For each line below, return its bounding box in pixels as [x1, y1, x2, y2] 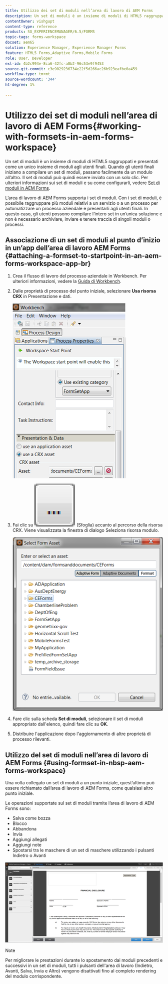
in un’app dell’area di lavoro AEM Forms [5, 244, 131, 252]
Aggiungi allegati [12, 836, 47, 842]
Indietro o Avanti [12, 853, 46, 859]
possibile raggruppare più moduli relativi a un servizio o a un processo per [5, 200, 158, 206]
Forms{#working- [65, 120, 141, 131]
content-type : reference [5, 24, 57, 29]
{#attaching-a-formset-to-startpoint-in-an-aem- [5, 251, 162, 260]
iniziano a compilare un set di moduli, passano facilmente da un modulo [5, 169, 152, 175]
